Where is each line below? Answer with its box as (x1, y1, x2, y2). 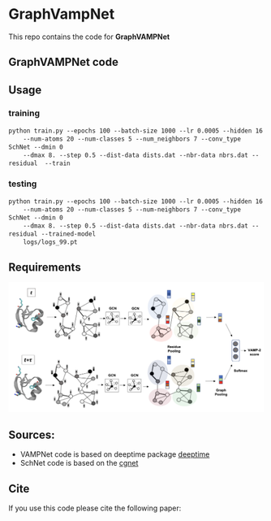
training (8, 107, 41, 119)
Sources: (8, 428, 55, 441)
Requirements (8, 260, 81, 274)
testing (8, 178, 37, 189)
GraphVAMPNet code (8, 55, 119, 69)
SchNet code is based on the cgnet (19, 458, 139, 468)
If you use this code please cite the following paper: (8, 503, 182, 513)
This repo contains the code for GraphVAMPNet (8, 32, 170, 41)
